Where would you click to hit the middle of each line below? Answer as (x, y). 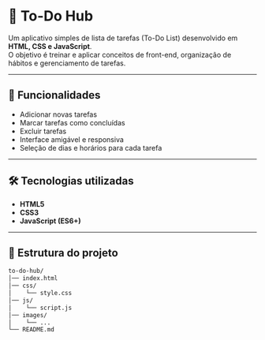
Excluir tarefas (43, 131)
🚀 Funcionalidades (54, 95)
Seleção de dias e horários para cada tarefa (91, 148)
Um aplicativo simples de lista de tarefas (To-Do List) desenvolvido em (123, 38)
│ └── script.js (40, 308)
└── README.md (32, 330)
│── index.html (33, 278)
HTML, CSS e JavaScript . (50, 46)
